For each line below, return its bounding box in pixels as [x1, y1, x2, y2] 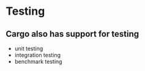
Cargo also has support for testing [6, 29, 139, 39]
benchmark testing [14, 58, 62, 65]
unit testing [14, 45, 43, 52]
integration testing [14, 51, 61, 59]
